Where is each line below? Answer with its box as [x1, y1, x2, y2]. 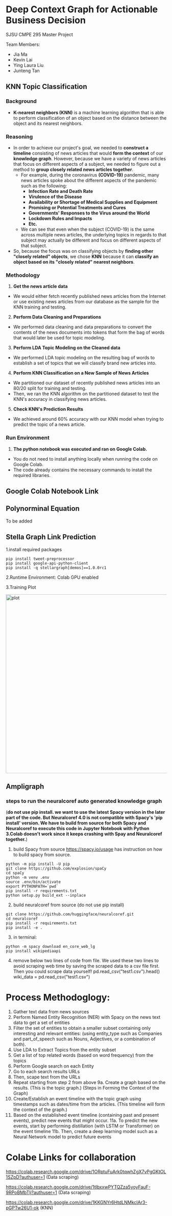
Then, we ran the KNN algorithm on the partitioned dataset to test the [13, 390, 159, 397]
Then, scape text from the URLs [13, 1074, 81, 1080]
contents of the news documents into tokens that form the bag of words [13, 329, 165, 336]
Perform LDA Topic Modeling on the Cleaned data [13, 344, 120, 351]
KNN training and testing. [13, 304, 67, 310]
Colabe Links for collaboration [6, 1152, 136, 1163]
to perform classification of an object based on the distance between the [13, 115, 167, 121]
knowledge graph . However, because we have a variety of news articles [13, 155, 166, 162]
